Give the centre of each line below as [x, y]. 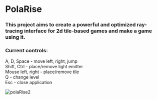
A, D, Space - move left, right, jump [41, 61]
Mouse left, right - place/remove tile [42, 72]
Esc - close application [29, 83]
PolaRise [24, 9]
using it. [15, 37]
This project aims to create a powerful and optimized [70, 25]
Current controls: [27, 51]
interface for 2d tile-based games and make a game [88, 31]
